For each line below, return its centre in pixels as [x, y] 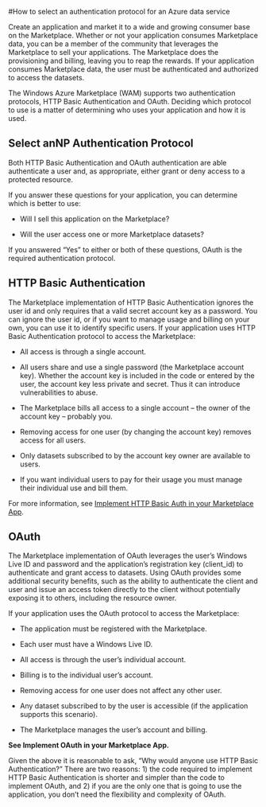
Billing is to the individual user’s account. [86, 675]
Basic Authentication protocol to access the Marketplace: [102, 336]
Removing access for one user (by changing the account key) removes [135, 431]
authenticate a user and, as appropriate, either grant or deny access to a [127, 171]
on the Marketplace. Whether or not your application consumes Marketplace [133, 35]
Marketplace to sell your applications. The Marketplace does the [114, 52]
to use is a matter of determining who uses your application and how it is [127, 110]
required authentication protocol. [62, 258]
